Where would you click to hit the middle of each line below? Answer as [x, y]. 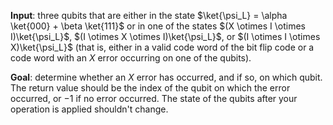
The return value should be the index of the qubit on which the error [150, 88]
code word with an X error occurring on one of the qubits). [131, 58]
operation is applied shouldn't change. [89, 109]
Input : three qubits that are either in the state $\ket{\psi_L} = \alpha [149, 15]
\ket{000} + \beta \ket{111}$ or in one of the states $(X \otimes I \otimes [158, 26]
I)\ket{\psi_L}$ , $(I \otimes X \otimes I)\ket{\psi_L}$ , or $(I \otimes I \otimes [165, 36]
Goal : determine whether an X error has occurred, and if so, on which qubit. [166, 77]
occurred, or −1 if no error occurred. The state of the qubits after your [154, 98]
